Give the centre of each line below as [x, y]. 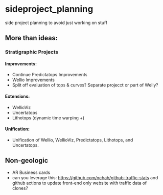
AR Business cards [31, 172]
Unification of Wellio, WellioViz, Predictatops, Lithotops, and [72, 140]
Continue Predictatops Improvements [50, 75]
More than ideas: [31, 38]
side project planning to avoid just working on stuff [56, 23]
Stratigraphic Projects [32, 52]
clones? [20, 188]
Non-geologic [27, 161]
